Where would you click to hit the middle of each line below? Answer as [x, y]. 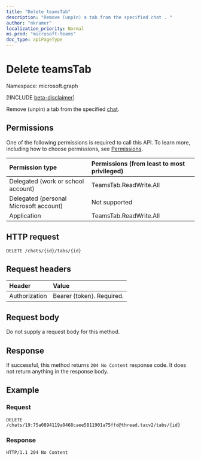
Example [23, 390]
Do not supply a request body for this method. [63, 332]
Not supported [112, 202]
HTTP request [33, 237]
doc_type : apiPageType [34, 40]
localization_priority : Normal [45, 28]
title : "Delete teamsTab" [38, 12]
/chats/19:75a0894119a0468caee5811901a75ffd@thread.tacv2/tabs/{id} [93, 425]
